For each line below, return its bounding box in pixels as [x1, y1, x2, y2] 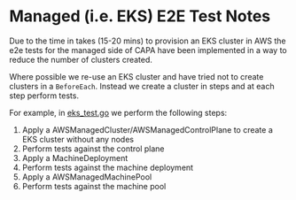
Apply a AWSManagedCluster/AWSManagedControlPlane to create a [21, 124, 273, 135]
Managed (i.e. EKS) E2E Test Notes [9, 6, 271, 27]
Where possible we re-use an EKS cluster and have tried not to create [9, 71, 264, 81]
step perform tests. [9, 90, 80, 101]
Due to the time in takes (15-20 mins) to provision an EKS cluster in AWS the [9, 35, 286, 46]
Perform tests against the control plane [21, 143, 166, 154]
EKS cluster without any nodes [21, 134, 135, 144]
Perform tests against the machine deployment [21, 162, 193, 173]
